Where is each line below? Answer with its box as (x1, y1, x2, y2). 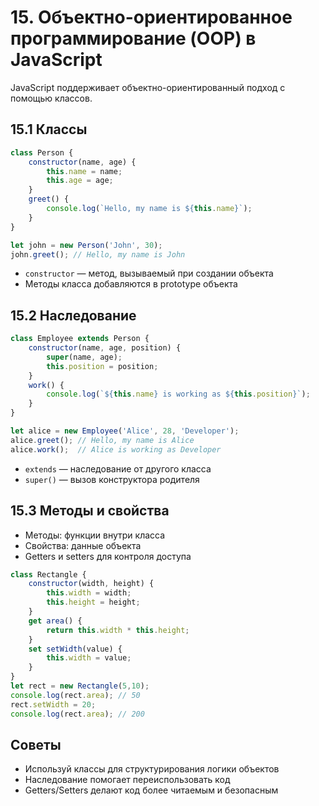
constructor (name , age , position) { (28, 343, 182, 353)
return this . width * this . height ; (46, 625, 190, 635)
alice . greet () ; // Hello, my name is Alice (10, 435, 195, 445)
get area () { (28, 616, 83, 626)
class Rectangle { (10, 569, 87, 580)
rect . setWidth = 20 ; (10, 699, 97, 710)
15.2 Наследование (10, 307, 137, 324)
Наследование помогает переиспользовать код (24, 774, 231, 786)
